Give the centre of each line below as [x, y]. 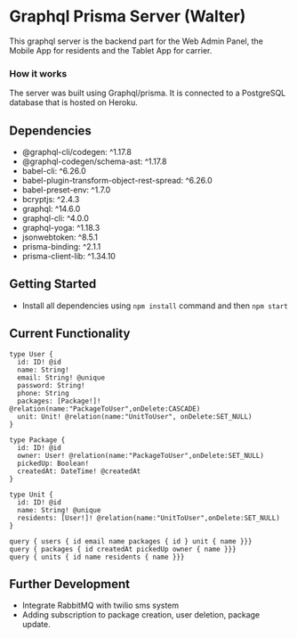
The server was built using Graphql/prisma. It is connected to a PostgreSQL [148, 93]
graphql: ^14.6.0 [51, 209]
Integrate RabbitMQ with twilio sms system [100, 605]
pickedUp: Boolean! [53, 463]
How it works [38, 73]
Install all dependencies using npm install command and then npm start [155, 306]
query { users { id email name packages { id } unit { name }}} [131, 541]
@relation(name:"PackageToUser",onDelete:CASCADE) [105, 409]
